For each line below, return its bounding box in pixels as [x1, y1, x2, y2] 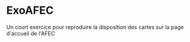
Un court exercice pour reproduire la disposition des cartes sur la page [6, 23, 184, 31]
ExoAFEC [6, 4, 54, 17]
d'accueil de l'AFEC [6, 29, 55, 37]
